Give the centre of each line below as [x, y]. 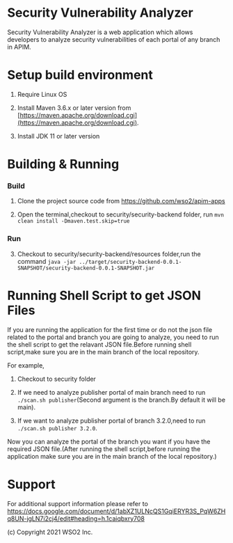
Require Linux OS [42, 94]
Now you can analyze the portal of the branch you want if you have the [109, 441]
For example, [26, 365]
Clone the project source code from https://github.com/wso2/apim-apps [121, 201]
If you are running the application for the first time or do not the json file [110, 329]
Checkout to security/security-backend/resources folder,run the [109, 254]
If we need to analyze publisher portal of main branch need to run [111, 392]
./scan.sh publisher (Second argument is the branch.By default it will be [121, 400]
